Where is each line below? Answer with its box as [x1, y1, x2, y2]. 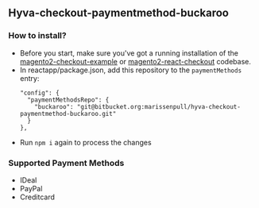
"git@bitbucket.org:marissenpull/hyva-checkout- [76, 102, 241, 110]
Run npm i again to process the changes [19, 137, 153, 147]
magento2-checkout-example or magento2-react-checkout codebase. [19, 56, 252, 66]
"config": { [19, 89, 60, 97]
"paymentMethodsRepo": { [27, 95, 110, 104]
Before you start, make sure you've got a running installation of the [19, 48, 239, 58]
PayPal [19, 183, 43, 193]
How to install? [8, 30, 67, 41]
